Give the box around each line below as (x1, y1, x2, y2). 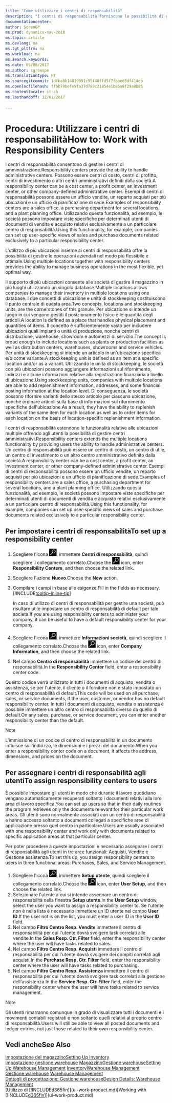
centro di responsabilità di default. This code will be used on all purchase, (5, 690, 160, 696)
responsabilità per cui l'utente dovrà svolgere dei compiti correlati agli (12, 951, 160, 958)
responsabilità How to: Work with (5, 134, 148, 145)
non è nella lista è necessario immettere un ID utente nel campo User (12, 908, 159, 914)
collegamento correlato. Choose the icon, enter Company (12, 643, 142, 650)
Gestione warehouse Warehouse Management (5, 1070, 103, 1076)
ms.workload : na (5, 51, 40, 56)
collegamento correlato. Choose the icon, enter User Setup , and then (12, 881, 166, 887)
